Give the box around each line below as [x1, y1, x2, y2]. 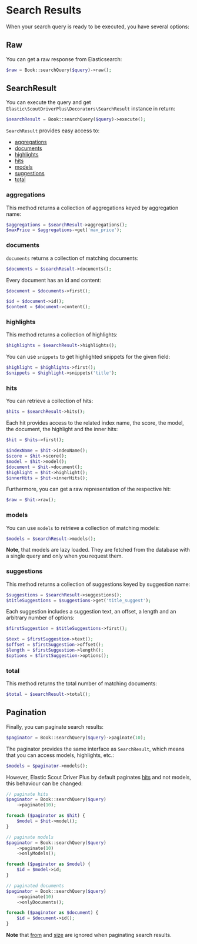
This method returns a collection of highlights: [6, 331, 118, 338]
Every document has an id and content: [6, 276, 102, 283]
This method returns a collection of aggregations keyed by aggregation [6, 204, 179, 211]
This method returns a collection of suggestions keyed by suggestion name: [6, 581, 191, 588]
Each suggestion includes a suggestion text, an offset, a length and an [6, 608, 176, 615]
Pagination [6, 708, 47, 718]
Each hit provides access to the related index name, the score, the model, [6, 419, 184, 426]
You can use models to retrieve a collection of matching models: [6, 524, 160, 531]
